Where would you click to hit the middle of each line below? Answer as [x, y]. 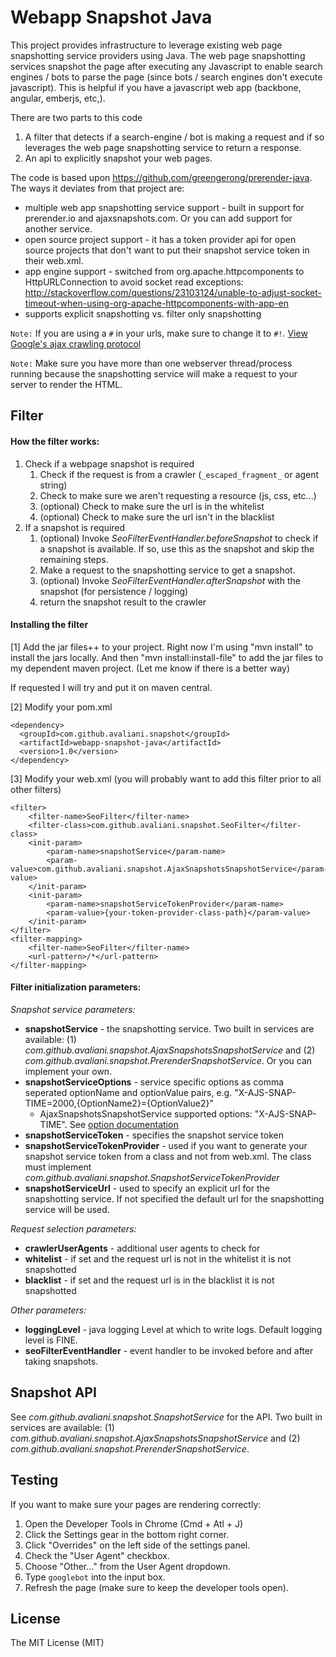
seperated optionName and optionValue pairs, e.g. [128, 1092]
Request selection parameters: [73, 1228]
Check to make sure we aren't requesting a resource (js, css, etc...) [178, 495]
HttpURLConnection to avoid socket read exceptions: [134, 282]
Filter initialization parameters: [76, 987]
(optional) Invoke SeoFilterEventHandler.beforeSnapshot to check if [179, 538]
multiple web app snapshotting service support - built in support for [164, 207]
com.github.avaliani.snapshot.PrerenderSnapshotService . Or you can [168, 1060]
